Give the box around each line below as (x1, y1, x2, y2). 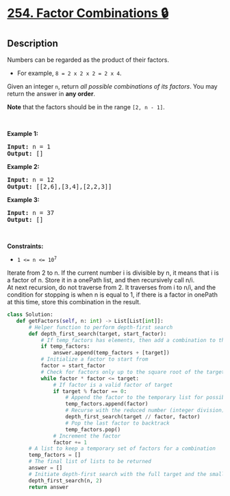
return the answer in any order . (7, 90, 96, 98)
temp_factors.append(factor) (65, 401, 149, 407)
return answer (28, 484, 69, 491)
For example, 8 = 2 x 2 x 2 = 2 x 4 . (16, 69, 122, 77)
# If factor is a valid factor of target (53, 381, 173, 388)
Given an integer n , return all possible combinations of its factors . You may (7, 82, 218, 90)
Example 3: (7, 196, 40, 203)
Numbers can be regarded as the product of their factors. (7, 56, 170, 64)
